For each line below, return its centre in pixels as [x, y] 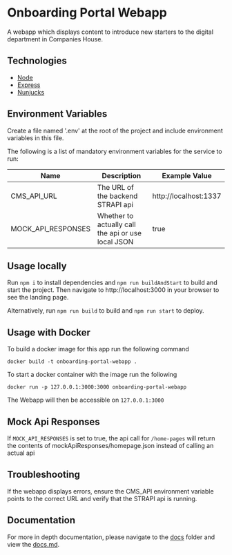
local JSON [115, 242]
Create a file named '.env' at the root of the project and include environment [115, 130]
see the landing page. [38, 298]
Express [29, 85]
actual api [21, 453]
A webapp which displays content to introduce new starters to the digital [110, 32]
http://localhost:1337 [187, 196]
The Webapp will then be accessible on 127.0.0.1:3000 [86, 400]
